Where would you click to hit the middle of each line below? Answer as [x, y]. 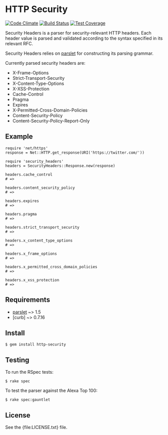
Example [19, 137]
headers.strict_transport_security [42, 227]
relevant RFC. [19, 43]
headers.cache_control [29, 174]
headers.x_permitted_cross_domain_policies [51, 267]
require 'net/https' [27, 148]
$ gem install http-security [36, 345]
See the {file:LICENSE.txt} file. [36, 427]
